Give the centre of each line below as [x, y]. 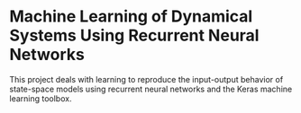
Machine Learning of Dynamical [131, 17]
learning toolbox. [41, 98]
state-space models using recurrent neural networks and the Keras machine [151, 89]
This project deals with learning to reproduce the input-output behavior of [146, 79]
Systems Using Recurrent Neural [134, 35]
